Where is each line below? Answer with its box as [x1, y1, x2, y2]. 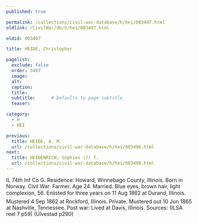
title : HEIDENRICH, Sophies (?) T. [11, 155, 99, 161]
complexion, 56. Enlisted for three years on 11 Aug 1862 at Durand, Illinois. [6, 189, 186, 196]
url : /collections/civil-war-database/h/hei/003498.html [11, 160, 155, 166]
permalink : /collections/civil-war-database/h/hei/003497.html [6, 19, 165, 25]
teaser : [11, 101, 31, 107]
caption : [11, 84, 33, 90]
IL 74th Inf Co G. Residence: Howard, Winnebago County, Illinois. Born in [6, 176, 183, 183]
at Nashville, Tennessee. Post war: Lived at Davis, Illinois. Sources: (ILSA [6, 204, 183, 211]
